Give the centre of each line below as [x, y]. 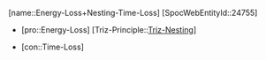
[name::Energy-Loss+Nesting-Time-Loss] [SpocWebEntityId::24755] [133, 13]
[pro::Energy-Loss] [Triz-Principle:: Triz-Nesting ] [109, 30]
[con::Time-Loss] [53, 47]
